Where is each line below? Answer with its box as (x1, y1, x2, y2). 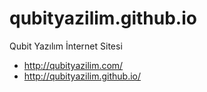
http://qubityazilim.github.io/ (23, 70, 142, 82)
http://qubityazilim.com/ (23, 59, 124, 71)
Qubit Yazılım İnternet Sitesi (9, 40, 123, 52)
